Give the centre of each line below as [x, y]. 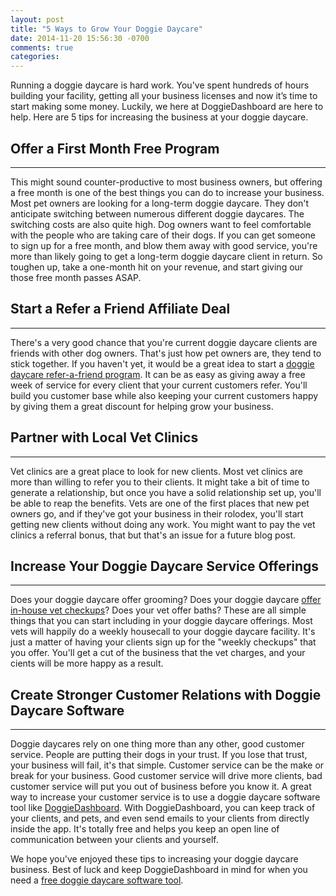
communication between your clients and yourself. [114, 840]
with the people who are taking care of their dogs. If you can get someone [163, 235]
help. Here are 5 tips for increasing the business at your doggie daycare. [159, 117]
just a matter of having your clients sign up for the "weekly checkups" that [163, 642]
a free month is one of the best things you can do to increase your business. [167, 192]
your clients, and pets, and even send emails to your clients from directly [160, 818]
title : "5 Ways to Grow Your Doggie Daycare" [106, 29]
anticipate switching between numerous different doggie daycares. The [157, 213]
